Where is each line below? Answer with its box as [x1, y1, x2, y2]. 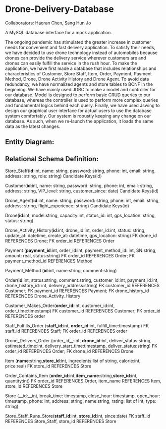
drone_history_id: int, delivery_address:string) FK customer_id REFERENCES [5, 283, 160, 289]
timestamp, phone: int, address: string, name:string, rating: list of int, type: [5, 398, 157, 404]
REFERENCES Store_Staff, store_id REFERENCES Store [5, 418, 116, 425]
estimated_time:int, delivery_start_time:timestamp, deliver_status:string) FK [5, 343, 158, 349]
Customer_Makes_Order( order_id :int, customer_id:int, [5, 303, 115, 308]
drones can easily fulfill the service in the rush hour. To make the [5, 60, 137, 66]
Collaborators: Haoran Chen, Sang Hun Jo [5, 20, 91, 26]
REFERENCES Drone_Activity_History [5, 293, 81, 299]
